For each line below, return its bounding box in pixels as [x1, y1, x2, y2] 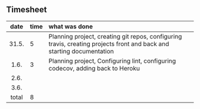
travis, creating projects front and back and [48, 40, 170, 48]
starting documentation [48, 47, 114, 55]
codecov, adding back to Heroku [48, 64, 140, 72]
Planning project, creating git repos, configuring [48, 32, 183, 40]
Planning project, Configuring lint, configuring [48, 56, 176, 65]
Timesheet [6, 5, 47, 15]
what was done [48, 22, 93, 30]
